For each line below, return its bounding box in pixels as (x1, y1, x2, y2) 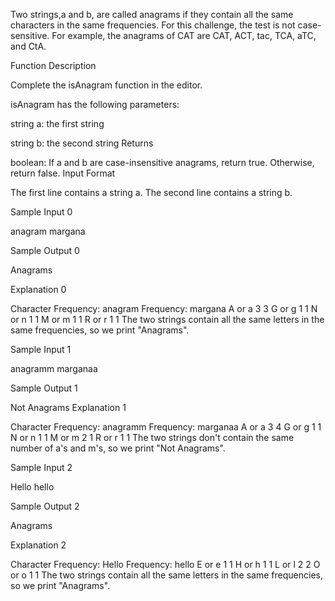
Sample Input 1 (10, 344, 72, 355)
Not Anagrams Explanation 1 (10, 402, 127, 413)
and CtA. (10, 40, 47, 52)
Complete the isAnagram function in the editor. (10, 79, 203, 91)
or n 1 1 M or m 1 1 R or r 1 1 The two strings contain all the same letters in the (10, 314, 325, 325)
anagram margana (10, 225, 86, 237)
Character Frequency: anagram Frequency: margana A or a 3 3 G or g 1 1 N (10, 303, 318, 314)
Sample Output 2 (10, 500, 80, 512)
